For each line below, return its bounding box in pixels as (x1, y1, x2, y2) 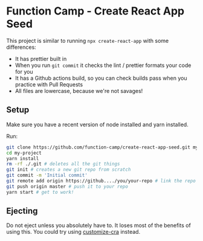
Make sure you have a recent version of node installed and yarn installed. (6, 121, 188, 128)
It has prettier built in (14, 55, 67, 62)
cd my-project (6, 150, 42, 156)
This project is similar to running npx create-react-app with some (6, 37, 169, 44)
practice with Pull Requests (14, 80, 83, 88)
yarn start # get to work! (6, 189, 74, 195)
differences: (6, 43, 36, 51)
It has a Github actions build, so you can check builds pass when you (14, 74, 187, 82)
